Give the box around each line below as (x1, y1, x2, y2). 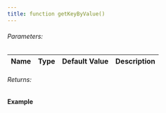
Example (7, 97, 34, 106)
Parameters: (7, 32, 44, 41)
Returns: (7, 76, 32, 84)
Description (115, 56, 156, 66)
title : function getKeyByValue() (7, 10, 106, 18)
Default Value (62, 56, 109, 66)
